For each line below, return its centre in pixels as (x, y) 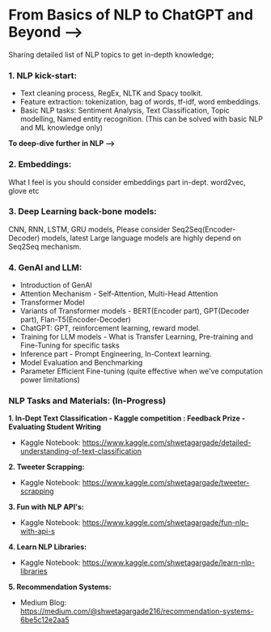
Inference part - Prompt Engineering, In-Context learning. (116, 354)
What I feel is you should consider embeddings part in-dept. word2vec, (127, 182)
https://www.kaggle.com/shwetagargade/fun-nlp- (165, 523)
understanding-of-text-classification (80, 451)
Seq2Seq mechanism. (45, 246)
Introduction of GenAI (56, 285)
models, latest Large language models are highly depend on (141, 237)
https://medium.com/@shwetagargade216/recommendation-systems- (137, 611)
